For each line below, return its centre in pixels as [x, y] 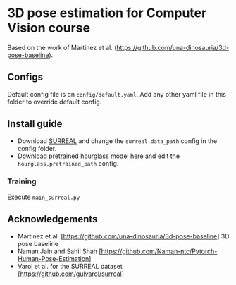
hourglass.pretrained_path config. [68, 163]
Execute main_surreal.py [44, 197]
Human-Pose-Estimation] [54, 258]
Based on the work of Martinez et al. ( [62, 47]
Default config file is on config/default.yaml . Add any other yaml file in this [117, 94]
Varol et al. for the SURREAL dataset [70, 266]
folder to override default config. [55, 102]
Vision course [49, 28]
